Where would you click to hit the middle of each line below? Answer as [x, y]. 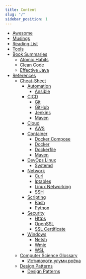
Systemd [44, 165]
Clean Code [32, 65]
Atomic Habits [34, 60]
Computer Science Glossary [49, 256]
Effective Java [34, 70]
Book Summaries [30, 54]
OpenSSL [44, 224]
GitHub [42, 107]
